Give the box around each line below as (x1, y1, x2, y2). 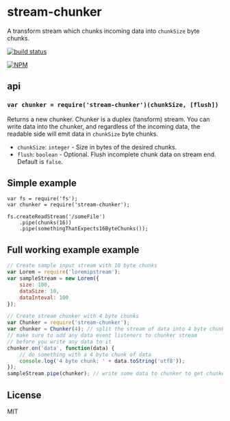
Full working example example (7, 244, 140, 256)
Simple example (7, 178, 77, 189)
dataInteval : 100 (19, 294, 69, 301)
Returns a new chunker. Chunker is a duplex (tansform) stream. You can (7, 115, 210, 123)
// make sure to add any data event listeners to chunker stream (7, 332, 197, 339)
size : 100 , (19, 281, 51, 288)
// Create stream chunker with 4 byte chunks (7, 313, 139, 320)
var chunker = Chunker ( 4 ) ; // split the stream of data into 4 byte (7, 326, 207, 333)
